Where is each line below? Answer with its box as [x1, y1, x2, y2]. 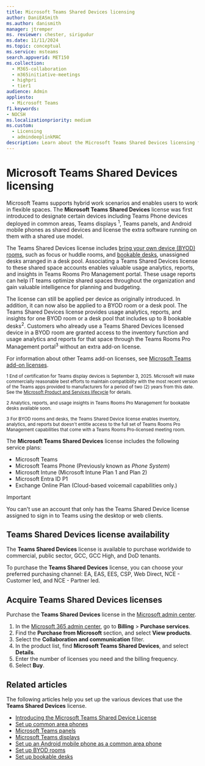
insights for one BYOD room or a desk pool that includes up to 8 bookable [6, 315, 192, 322]
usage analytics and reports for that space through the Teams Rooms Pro [6, 336, 191, 342]
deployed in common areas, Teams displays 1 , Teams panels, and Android [6, 218, 192, 227]
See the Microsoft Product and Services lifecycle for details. [6, 389, 132, 395]
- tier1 [12, 83, 32, 89]
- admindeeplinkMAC [12, 134, 62, 141]
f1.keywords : [6, 105, 40, 112]
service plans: [6, 444, 41, 451]
